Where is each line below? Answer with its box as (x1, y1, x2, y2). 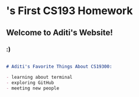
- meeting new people (6, 85, 60, 91)
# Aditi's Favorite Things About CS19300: (6, 63, 112, 69)
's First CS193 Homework (6, 4, 133, 18)
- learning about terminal (6, 74, 73, 80)
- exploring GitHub (6, 79, 54, 86)
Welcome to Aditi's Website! (6, 28, 114, 38)
